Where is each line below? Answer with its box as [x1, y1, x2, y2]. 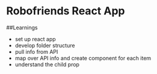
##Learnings [6, 24, 38, 31]
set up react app [14, 35, 56, 42]
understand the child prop [14, 61, 80, 68]
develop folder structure [14, 42, 75, 49]
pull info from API [14, 48, 58, 55]
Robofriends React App [6, 4, 125, 18]
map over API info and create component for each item [14, 54, 152, 61]
